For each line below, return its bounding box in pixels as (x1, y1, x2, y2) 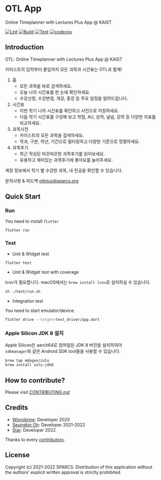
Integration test (12, 298, 43, 304)
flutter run (5, 228, 29, 233)
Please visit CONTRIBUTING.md (5, 389, 70, 395)
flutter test (5, 260, 32, 265)
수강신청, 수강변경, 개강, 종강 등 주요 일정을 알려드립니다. (19, 95, 129, 101)
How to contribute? (5, 376, 65, 384)
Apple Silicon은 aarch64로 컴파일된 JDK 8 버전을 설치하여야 (5, 342, 122, 348)
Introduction (5, 43, 44, 52)
